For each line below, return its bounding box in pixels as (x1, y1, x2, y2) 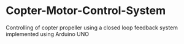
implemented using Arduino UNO (6, 30, 90, 37)
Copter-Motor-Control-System (6, 4, 166, 18)
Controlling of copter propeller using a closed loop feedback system (6, 24, 178, 31)
